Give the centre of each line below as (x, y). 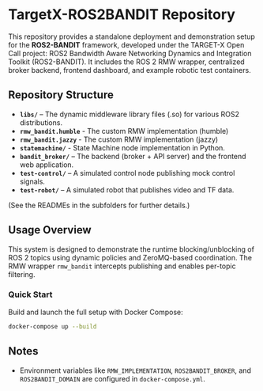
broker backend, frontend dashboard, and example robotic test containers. (130, 70)
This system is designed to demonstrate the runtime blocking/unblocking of (131, 249)
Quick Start (30, 294)
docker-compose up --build (53, 326)
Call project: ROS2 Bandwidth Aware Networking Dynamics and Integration (130, 53)
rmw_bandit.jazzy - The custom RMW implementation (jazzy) (119, 139)
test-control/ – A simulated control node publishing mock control (127, 173)
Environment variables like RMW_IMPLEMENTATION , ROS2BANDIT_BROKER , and (135, 370)
